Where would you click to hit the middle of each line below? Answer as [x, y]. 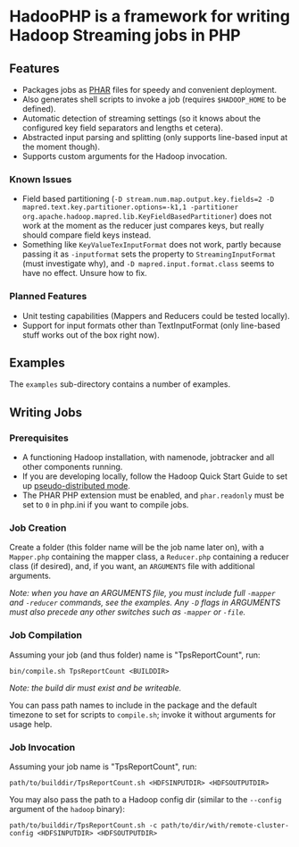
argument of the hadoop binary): [67, 809]
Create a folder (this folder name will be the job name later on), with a [137, 548]
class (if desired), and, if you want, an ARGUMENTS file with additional [132, 566]
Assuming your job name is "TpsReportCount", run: [103, 767]
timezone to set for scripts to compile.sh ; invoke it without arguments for [143, 714]
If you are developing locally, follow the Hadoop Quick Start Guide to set [155, 476]
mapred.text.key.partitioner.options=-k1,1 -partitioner [130, 207]
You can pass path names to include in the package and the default [133, 705]
